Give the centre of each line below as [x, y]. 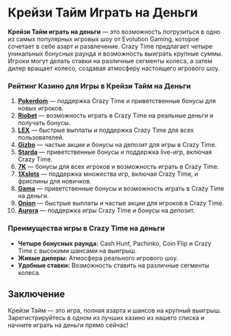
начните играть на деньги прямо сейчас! [68, 325]
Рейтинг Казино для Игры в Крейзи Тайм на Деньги [99, 86]
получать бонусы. [44, 123]
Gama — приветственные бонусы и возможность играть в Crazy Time [121, 189]
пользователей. [41, 137]
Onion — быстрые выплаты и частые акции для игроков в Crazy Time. [121, 203]
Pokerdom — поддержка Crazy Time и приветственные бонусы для [117, 101]
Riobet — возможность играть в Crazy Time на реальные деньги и [115, 115]
